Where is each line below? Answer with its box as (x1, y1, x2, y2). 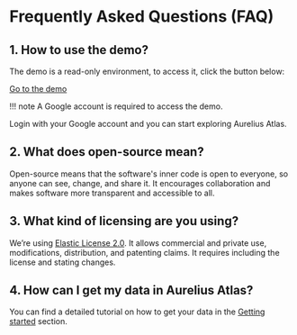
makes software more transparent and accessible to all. (9, 187, 215, 198)
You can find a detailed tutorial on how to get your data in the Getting (9, 306, 265, 317)
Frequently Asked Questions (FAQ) (9, 6, 274, 27)
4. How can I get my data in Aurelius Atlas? (9, 283, 254, 298)
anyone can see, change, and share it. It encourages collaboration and (9, 177, 271, 188)
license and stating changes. (9, 257, 116, 267)
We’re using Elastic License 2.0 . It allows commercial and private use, (9, 237, 267, 249)
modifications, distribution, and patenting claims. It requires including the (9, 247, 281, 258)
